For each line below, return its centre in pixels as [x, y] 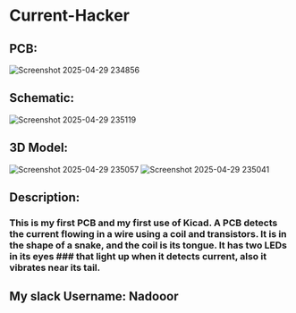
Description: [45, 198]
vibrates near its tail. [55, 267]
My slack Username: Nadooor [94, 296]
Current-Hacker [69, 16]
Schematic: [42, 98]
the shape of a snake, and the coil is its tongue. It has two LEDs [148, 245]
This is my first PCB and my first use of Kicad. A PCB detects [144, 223]
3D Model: [39, 148]
